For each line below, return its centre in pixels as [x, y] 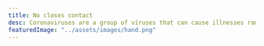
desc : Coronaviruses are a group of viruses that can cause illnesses [126, 23]
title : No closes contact [50, 15]
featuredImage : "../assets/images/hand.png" [82, 30]
